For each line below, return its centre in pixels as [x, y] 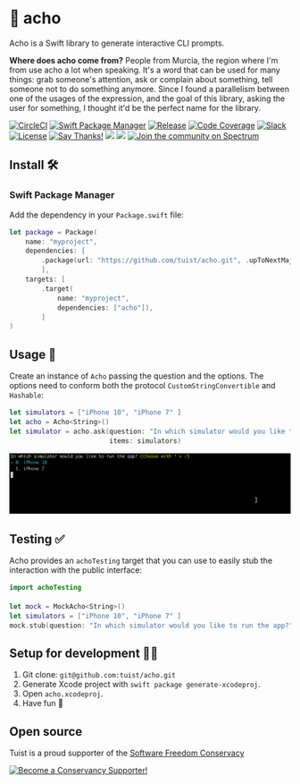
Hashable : [27, 395]
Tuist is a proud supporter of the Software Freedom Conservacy [127, 753]
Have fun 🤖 [43, 703]
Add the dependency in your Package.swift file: [97, 215]
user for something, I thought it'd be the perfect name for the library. [135, 107]
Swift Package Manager [62, 195]
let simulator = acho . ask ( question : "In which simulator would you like [147, 431]
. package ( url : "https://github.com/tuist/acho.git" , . [146, 260]
